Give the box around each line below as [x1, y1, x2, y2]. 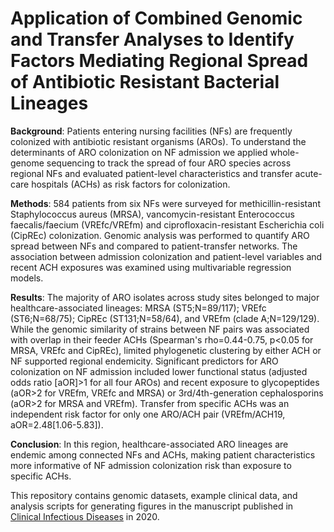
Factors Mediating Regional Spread [10, 50, 309, 72]
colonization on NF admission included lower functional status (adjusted [10, 365, 308, 377]
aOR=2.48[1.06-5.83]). [10, 418, 104, 431]
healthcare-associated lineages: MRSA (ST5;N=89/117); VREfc [10, 302, 267, 314]
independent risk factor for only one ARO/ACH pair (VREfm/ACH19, [10, 408, 286, 420]
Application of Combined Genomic [10, 7, 303, 30]
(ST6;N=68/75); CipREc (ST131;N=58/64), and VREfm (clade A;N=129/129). [10, 312, 320, 324]
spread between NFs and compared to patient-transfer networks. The [10, 240, 298, 252]
